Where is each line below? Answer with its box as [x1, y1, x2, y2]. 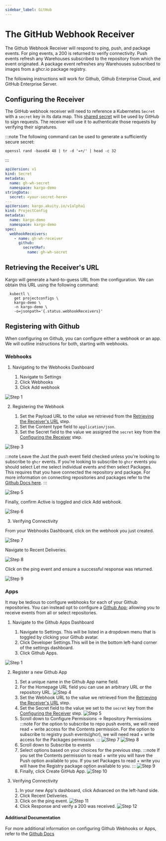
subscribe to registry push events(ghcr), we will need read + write [19, 732, 155, 737]
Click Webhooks [19, 379, 54, 385]
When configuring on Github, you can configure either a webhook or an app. [5, 335, 161, 341]
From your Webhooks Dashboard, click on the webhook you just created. [5, 527, 154, 533]
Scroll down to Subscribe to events [19, 742, 92, 748]
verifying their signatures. [5, 124, 58, 130]
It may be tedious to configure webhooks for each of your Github [5, 599, 138, 605]
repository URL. [19, 689, 52, 695]
